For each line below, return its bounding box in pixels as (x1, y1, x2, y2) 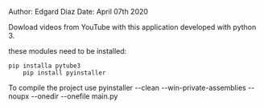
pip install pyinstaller (23, 69, 106, 77)
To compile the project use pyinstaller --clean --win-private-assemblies (8, 83, 247, 92)
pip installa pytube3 (8, 62, 81, 70)
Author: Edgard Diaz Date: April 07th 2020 (8, 7, 149, 16)
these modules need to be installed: (8, 46, 127, 55)
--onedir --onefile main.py (31, 91, 118, 101)
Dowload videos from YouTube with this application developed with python (8, 22, 257, 31)
